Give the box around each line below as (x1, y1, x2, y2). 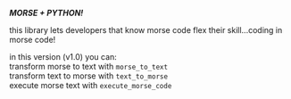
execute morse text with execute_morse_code (9, 80, 172, 90)
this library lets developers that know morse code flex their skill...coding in (9, 25, 283, 35)
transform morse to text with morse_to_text (9, 62, 168, 71)
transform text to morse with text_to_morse (9, 70, 168, 81)
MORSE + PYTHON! (9, 8, 84, 18)
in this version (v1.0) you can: (9, 52, 118, 62)
